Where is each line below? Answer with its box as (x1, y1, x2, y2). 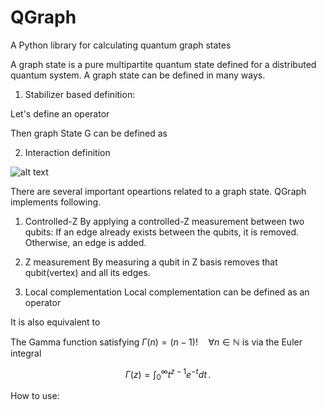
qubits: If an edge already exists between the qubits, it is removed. (24, 226, 300, 238)
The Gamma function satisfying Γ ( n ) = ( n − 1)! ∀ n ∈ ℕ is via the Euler (10, 336, 303, 348)
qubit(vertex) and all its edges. (24, 266, 151, 278)
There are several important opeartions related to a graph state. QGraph (10, 185, 307, 197)
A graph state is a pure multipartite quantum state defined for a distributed (10, 58, 317, 70)
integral (10, 347, 42, 359)
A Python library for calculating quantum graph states (10, 39, 232, 51)
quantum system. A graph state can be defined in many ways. (10, 69, 266, 81)
